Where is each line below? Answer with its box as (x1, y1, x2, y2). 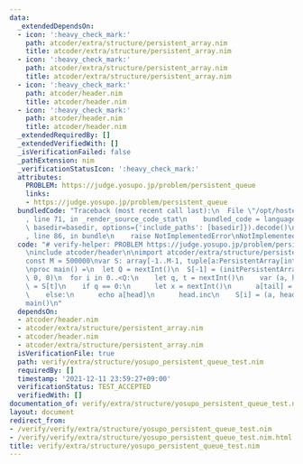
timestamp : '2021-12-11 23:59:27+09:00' (17, 374, 171, 384)
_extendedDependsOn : (17, 22, 95, 31)
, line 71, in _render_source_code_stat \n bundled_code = (25, 214, 260, 224)
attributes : (17, 172, 63, 181)
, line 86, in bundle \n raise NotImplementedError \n (25, 231, 241, 240)
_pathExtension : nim (17, 155, 95, 165)
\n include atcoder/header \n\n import (25, 248, 164, 257)
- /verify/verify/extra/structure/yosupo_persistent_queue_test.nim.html (9, 432, 293, 442)
